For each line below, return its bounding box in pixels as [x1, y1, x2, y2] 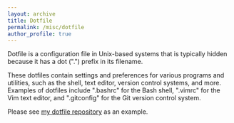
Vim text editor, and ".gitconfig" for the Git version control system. [7, 94, 201, 102]
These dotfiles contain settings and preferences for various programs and [7, 71, 225, 80]
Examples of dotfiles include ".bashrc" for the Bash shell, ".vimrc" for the [7, 86, 220, 95]
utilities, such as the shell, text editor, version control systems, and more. [7, 79, 222, 87]
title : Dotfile [7, 17, 53, 24]
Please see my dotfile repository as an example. [7, 107, 148, 116]
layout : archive [7, 10, 56, 18]
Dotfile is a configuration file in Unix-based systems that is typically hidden [7, 50, 228, 58]
